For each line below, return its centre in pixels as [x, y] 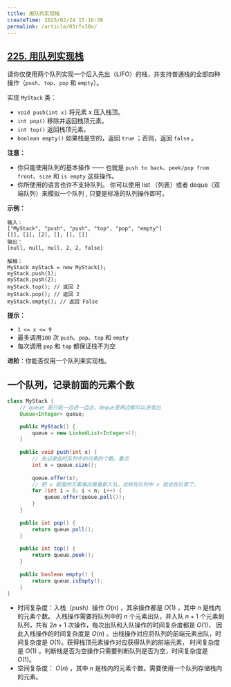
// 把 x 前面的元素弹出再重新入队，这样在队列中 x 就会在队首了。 [115, 484]
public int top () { [48, 549]
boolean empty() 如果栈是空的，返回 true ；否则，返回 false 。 [107, 138]
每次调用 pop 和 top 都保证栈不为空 [66, 346]
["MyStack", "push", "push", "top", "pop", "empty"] [85, 229]
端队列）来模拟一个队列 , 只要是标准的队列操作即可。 [92, 194]
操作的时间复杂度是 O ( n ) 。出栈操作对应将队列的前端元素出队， [126, 634]
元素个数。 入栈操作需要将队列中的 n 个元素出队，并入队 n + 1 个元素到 [124, 616]
